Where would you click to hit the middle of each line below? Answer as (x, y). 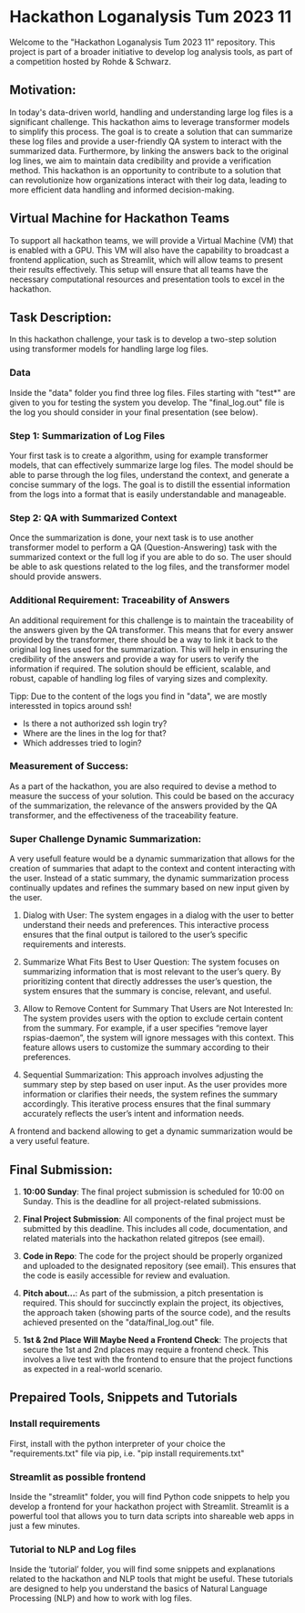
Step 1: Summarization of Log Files (87, 435)
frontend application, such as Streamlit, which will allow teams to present (147, 260)
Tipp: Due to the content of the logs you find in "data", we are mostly (138, 696)
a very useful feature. (50, 1141)
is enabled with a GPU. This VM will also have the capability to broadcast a (149, 250)
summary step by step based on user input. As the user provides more (155, 1085)
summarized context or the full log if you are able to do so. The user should (151, 557)
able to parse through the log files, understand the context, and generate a (149, 474)
